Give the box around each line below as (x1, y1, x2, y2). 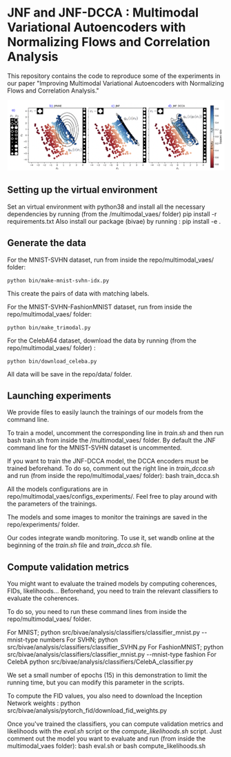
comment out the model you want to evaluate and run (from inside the (7, 734, 205, 743)
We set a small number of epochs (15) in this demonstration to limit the (7, 671, 208, 680)
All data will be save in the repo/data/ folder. (7, 370, 132, 378)
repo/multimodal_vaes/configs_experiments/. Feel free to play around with (7, 492, 218, 501)
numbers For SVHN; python (39, 635, 119, 644)
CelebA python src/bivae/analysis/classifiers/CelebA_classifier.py (7, 658, 194, 666)
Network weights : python (7, 699, 81, 707)
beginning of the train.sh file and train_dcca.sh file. (7, 541, 152, 550)
